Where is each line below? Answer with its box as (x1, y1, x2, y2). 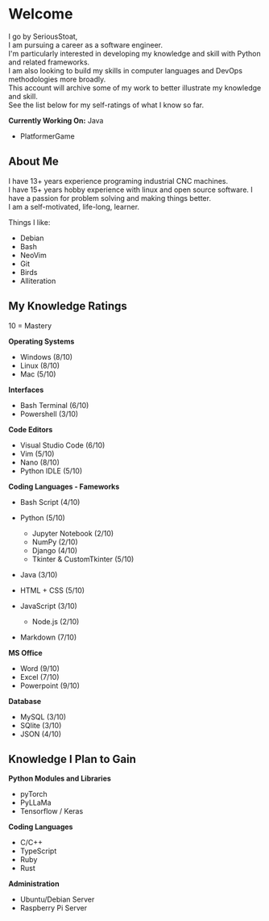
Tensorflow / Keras (19, 806, 84, 816)
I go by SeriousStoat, (8, 31, 78, 41)
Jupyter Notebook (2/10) (31, 528, 114, 538)
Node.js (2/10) (31, 616, 80, 626)
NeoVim (19, 250, 47, 260)
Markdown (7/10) (19, 632, 77, 642)
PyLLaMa (19, 798, 52, 807)
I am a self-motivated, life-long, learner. (8, 202, 139, 211)
